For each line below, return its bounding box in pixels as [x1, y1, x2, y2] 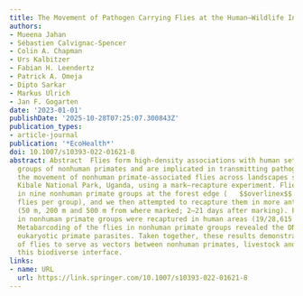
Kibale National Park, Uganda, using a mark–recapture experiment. [17, 181, 277, 190]
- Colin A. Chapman [9, 47, 83, 56]
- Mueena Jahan [9, 30, 67, 39]
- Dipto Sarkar [9, 80, 67, 89]
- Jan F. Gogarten [9, 97, 78, 106]
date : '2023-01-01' [9, 106, 83, 115]
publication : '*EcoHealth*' [9, 139, 115, 148]
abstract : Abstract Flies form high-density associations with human [9, 155, 280, 165]
